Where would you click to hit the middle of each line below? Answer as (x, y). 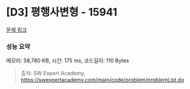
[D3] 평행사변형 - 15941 (62, 12)
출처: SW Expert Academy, (53, 73)
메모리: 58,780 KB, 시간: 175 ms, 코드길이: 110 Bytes (68, 61)
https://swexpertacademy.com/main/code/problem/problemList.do (102, 80)
